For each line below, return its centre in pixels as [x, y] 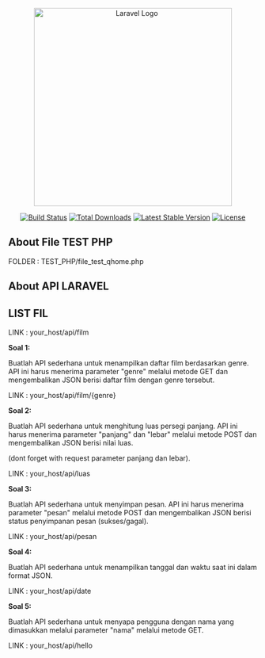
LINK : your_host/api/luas [49, 474]
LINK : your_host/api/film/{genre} [62, 396]
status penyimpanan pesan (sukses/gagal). [78, 521]
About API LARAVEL [59, 287]
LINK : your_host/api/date [50, 591]
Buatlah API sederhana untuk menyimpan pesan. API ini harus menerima [126, 504]
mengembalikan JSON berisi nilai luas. [71, 443]
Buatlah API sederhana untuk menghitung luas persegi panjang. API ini [123, 426]
